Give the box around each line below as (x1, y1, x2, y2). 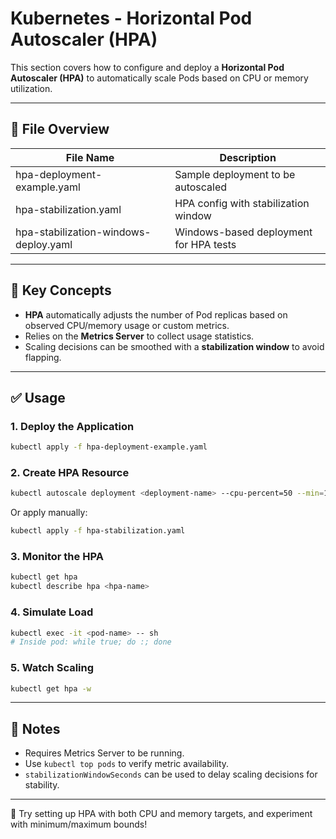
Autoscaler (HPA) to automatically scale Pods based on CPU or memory (10, 72, 309, 84)
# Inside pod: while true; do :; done (10, 637, 172, 647)
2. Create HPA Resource (10, 466, 130, 480)
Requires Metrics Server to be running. (24, 747, 185, 759)
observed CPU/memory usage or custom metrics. (24, 319, 230, 331)
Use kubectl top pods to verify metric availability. (24, 758, 230, 770)
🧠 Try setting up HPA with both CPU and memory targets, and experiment (10, 808, 313, 820)
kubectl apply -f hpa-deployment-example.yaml (10, 442, 208, 452)
